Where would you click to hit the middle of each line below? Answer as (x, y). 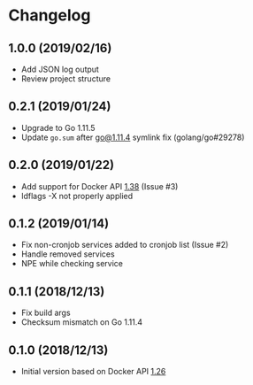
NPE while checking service (72, 264)
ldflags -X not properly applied (77, 196)
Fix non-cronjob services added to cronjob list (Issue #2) (125, 245)
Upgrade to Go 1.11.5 (58, 127)
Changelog (50, 15)
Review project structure (66, 79)
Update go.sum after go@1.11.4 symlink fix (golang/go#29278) (133, 137)
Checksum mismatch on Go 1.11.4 (82, 322)
